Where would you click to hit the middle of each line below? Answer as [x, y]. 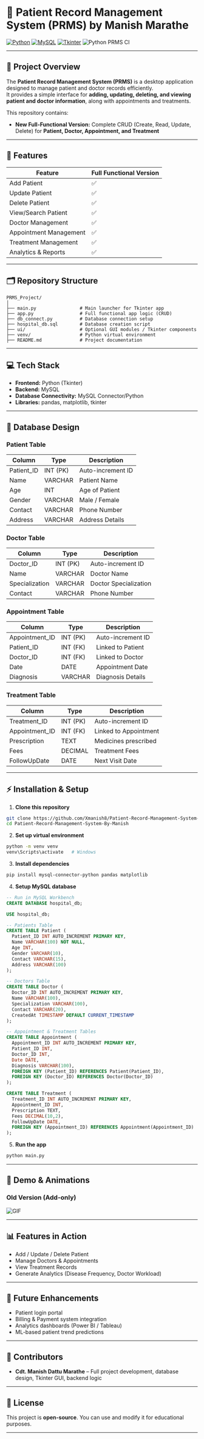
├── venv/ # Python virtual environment [81, 335]
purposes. [19, 1424]
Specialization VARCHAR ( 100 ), [50, 1004]
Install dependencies [42, 864]
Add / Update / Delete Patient [52, 1254]
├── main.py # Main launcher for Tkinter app [85, 308]
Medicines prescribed [125, 741]
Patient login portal [39, 1313]
